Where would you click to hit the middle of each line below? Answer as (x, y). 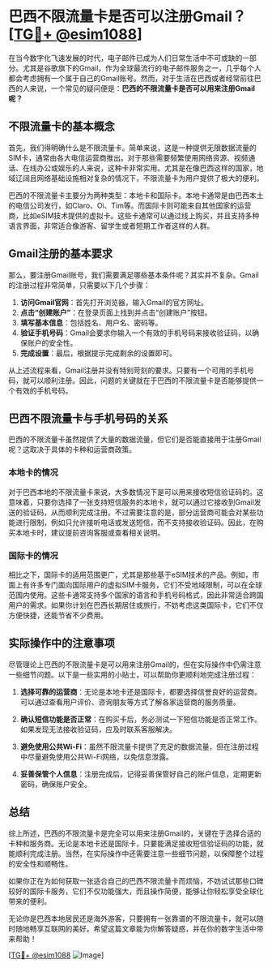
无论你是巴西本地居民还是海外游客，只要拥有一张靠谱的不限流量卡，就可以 (132, 919)
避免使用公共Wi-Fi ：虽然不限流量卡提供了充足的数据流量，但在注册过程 (139, 746)
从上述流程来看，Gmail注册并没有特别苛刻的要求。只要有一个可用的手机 (128, 370)
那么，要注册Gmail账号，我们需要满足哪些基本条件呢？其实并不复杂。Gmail (134, 275)
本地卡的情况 (34, 473)
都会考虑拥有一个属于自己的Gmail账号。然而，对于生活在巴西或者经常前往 (132, 78)
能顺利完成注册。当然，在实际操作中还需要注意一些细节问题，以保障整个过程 (136, 854)
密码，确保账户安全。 (55, 784)
